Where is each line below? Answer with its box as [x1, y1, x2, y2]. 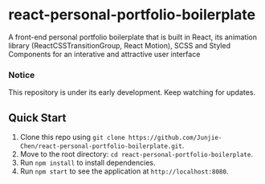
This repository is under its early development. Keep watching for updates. [8, 88, 255, 97]
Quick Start [8, 111, 67, 125]
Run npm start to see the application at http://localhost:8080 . [19, 166, 229, 176]
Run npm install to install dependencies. [19, 158, 156, 168]
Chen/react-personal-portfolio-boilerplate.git [19, 142, 182, 150]
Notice [8, 69, 35, 80]
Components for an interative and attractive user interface [8, 49, 201, 59]
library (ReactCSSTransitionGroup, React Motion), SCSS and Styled [8, 40, 231, 50]
